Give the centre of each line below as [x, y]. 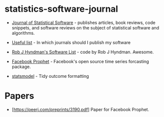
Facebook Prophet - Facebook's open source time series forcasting [80, 61]
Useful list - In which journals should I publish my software [71, 42]
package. [21, 67]
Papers [19, 96]
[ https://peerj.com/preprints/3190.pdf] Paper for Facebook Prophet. [81, 109]
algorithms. [23, 33]
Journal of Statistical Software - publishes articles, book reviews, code [83, 23]
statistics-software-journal [62, 9]
